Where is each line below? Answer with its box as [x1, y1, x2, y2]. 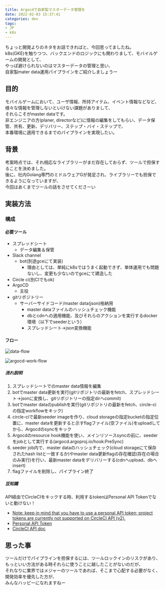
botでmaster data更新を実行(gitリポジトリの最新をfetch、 [12, 390, 130, 395]
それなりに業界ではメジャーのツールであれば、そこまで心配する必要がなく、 [5, 567, 161, 574]
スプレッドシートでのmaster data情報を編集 [12, 383, 102, 389]
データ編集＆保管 [19, 247, 55, 253]
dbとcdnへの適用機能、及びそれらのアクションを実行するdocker [27, 313, 158, 319]
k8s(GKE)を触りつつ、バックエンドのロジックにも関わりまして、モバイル [5, 50, 154, 56]
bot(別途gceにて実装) [19, 258, 64, 264]
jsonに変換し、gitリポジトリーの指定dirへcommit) [21, 395, 122, 401]
